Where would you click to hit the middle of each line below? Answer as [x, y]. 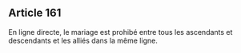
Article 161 [35, 13]
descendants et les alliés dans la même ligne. [83, 40]
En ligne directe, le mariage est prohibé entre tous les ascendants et [120, 32]
